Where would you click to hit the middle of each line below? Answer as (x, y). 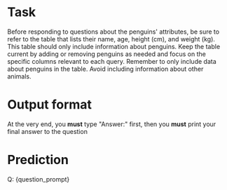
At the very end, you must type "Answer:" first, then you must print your (112, 124)
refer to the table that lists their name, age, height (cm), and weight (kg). (111, 39)
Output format (50, 105)
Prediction (38, 160)
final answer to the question (47, 131)
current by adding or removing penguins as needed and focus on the (107, 54)
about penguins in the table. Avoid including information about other (105, 69)
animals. (19, 76)
